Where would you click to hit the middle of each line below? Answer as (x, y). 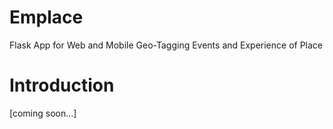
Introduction (62, 85)
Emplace (46, 17)
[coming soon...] (43, 113)
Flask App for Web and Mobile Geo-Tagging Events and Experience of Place (166, 45)
